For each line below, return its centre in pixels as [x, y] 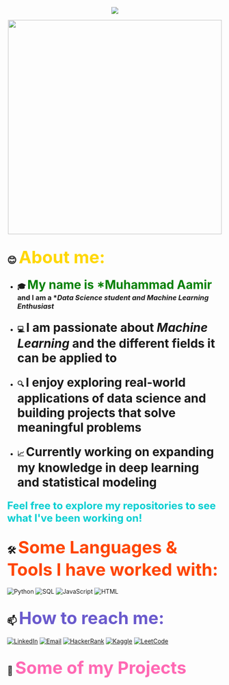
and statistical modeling [87, 482]
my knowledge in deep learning [108, 468]
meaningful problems [79, 428]
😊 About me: [56, 257]
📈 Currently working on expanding [115, 452]
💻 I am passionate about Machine [112, 328]
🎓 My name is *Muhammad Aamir [114, 285]
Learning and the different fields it [116, 344]
